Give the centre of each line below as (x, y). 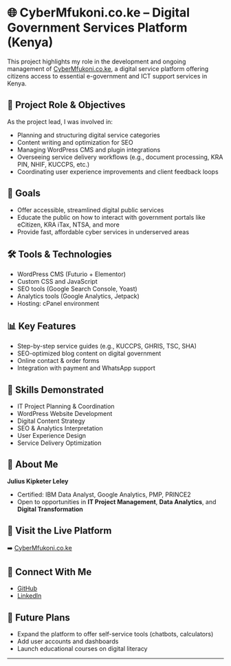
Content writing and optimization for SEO (75, 142)
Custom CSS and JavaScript (57, 282)
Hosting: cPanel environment (58, 304)
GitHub (27, 589)
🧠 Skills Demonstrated (56, 389)
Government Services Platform (97, 28)
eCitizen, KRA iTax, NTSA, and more (68, 225)
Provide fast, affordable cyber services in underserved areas (103, 231)
